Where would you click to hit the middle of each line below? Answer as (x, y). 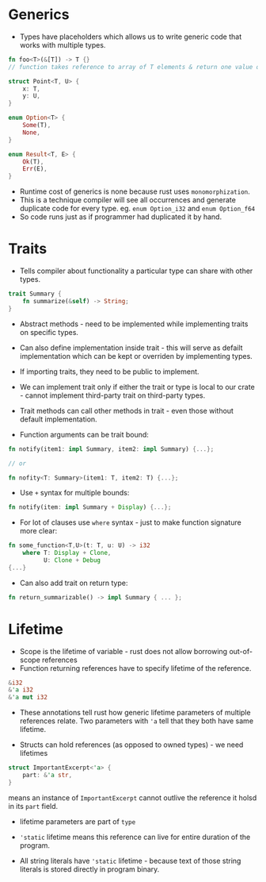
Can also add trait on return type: (74, 583)
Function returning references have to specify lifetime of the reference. (135, 668)
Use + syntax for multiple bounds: (74, 493)
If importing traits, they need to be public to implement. (109, 372)
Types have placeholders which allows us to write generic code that (131, 37)
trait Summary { (35, 294)
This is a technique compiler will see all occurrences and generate (127, 200)
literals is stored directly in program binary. (89, 869)
